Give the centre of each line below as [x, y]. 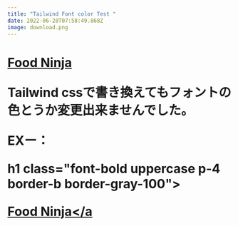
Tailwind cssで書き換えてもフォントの [119, 92]
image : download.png [38, 27]
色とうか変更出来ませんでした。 [100, 110]
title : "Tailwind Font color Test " [62, 14]
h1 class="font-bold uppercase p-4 [114, 169]
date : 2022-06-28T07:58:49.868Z [55, 21]
